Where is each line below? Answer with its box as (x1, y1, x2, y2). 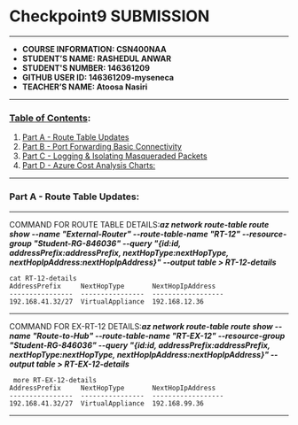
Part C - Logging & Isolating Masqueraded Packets (21, 151, 208, 161)
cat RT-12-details (9, 274, 77, 282)
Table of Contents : (9, 112, 91, 124)
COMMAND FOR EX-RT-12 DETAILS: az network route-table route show (9, 321, 273, 331)
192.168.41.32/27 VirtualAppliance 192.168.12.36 (9, 297, 204, 306)
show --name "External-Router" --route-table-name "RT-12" (9, 228, 241, 239)
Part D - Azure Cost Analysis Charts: (21, 160, 156, 171)
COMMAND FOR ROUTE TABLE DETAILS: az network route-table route (9, 219, 270, 229)
